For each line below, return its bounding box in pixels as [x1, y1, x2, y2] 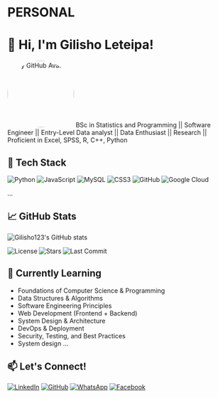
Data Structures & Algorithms [17, 294, 103, 302]
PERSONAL [7, 4, 75, 21]
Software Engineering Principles [17, 301, 112, 310]
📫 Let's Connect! [7, 360, 87, 372]
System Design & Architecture [17, 316, 106, 325]
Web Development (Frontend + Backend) [17, 308, 138, 317]
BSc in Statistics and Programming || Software [75, 121, 211, 129]
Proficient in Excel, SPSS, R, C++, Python [7, 136, 128, 144]
